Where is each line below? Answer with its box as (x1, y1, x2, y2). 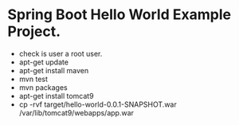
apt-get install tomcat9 (18, 91, 94, 100)
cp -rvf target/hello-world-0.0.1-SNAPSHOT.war (18, 100, 177, 109)
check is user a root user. (18, 49, 103, 58)
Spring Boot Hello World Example (7, 6, 232, 24)
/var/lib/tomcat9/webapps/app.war (18, 107, 135, 117)
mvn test (18, 74, 49, 84)
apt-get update (18, 57, 69, 67)
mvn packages (18, 82, 69, 92)
